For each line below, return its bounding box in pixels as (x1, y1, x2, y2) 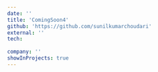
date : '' (7, 10, 32, 17)
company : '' (7, 49, 41, 56)
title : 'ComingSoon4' (7, 16, 69, 23)
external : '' (7, 29, 45, 36)
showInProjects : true (7, 55, 69, 62)
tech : (7, 36, 23, 43)
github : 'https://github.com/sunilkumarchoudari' (7, 23, 153, 29)
